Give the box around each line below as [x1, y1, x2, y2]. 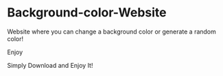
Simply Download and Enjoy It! [7, 61, 93, 69]
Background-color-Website [7, 5, 167, 21]
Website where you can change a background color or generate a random [7, 27, 216, 36]
